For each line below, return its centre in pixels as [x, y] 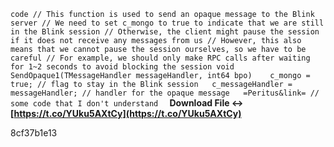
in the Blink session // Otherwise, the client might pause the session [165, 32]
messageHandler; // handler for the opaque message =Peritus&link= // [165, 93]
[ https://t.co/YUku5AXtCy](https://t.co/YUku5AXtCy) [126, 113]
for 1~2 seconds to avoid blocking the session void [122, 67]
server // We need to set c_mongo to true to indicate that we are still [167, 23]
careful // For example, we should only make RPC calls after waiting [160, 58]
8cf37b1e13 [34, 133]
